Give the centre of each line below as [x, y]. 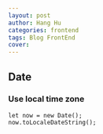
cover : [19, 45]
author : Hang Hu [35, 23]
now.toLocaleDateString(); [52, 122]
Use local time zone [46, 99]
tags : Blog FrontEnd [42, 37]
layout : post [29, 15]
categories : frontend [44, 30]
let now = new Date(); [45, 115]
